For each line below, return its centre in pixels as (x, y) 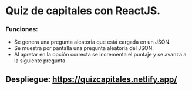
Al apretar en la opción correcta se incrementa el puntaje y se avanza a (100, 55)
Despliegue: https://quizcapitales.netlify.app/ (91, 79)
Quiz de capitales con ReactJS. (83, 11)
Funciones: (22, 29)
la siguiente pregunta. (40, 61)
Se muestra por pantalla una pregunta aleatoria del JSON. (84, 48)
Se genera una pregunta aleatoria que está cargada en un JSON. (92, 42)
